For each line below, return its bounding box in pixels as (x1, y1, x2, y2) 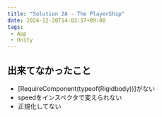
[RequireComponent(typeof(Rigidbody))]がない (17, 84, 156, 92)
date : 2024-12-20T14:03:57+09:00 (7, 17, 106, 24)
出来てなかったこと (7, 64, 91, 76)
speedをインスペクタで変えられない (17, 93, 122, 101)
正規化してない (17, 101, 62, 110)
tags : (7, 23, 23, 30)
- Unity (10, 37, 33, 44)
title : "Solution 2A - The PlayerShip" (7, 10, 125, 18)
